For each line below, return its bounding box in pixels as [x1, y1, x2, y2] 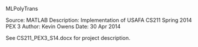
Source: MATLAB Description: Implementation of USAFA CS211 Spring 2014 [5, 17, 192, 23]
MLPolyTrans [5, 5, 39, 12]
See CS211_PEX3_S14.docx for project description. [5, 35, 131, 41]
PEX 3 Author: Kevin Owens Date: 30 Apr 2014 [5, 23, 121, 30]
